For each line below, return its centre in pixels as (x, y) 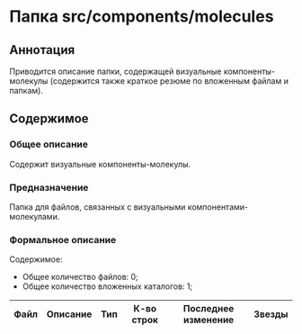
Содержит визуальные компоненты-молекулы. (100, 164)
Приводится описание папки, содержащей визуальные (115, 71)
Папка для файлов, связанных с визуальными (98, 207)
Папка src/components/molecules (142, 17)
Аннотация (42, 50)
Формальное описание (63, 239)
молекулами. (35, 216)
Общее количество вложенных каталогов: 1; (107, 286)
